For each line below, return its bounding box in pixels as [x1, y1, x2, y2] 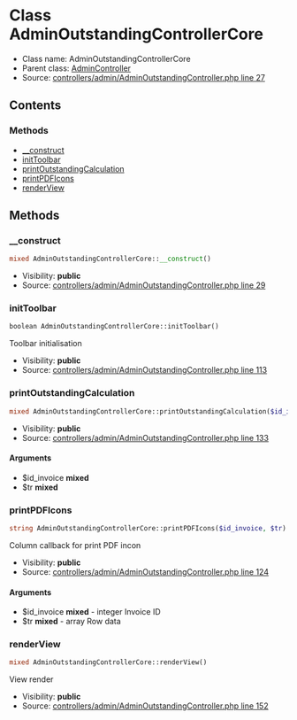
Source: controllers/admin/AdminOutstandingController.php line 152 [21, 701, 269, 711]
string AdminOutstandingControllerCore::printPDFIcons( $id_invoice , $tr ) [9, 524, 287, 533]
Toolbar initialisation [9, 338, 82, 349]
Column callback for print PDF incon [9, 539, 141, 550]
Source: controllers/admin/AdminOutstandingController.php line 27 [21, 72, 265, 82]
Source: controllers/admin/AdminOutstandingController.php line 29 [21, 280, 266, 290]
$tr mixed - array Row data [21, 616, 121, 627]
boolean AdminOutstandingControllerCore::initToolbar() [9, 322, 219, 331]
